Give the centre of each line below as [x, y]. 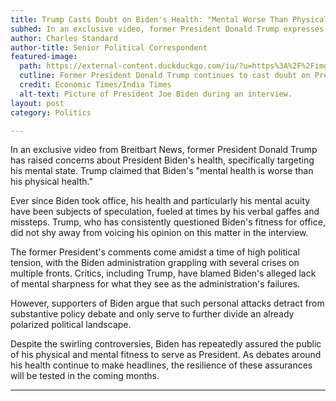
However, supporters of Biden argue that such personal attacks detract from [167, 303]
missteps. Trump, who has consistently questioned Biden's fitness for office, [168, 222]
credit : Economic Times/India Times [95, 85]
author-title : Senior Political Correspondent [109, 47]
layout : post [37, 103]
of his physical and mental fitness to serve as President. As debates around [166, 355]
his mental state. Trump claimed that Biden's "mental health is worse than [162, 171]
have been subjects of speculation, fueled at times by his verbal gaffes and [165, 212]
